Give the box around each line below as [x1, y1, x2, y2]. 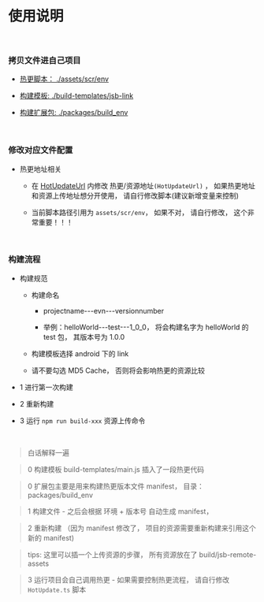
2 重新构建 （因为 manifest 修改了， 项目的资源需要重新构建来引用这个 [27, 523, 256, 533]
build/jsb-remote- [199, 549, 257, 559]
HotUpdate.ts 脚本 [27, 585, 87, 594]
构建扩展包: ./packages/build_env [19, 108, 128, 117]
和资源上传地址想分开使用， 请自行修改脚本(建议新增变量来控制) [31, 191, 239, 200]
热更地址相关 [19, 164, 61, 173]
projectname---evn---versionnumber [43, 306, 165, 315]
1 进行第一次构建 [19, 382, 73, 392]
